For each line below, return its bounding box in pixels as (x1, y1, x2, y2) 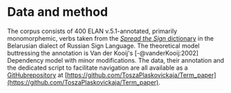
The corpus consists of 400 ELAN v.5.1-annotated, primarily (7, 27, 178, 35)
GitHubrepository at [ (7, 70, 68, 79)
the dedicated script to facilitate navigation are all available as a (7, 63, 188, 72)
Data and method (7, 4, 109, 20)
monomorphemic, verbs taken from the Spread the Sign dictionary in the (7, 34, 214, 42)
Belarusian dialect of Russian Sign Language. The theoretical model (7, 41, 200, 50)
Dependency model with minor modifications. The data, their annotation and (7, 56, 225, 64)
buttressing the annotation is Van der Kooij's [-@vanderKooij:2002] (7, 49, 199, 57)
